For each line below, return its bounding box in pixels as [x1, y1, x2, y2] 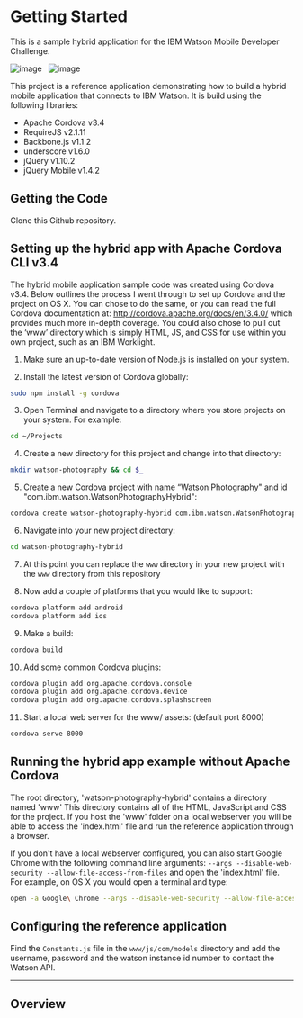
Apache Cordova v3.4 [22, 117, 105, 128]
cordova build [10, 645, 64, 654]
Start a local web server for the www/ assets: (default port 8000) [22, 712, 264, 723]
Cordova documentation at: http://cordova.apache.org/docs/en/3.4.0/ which [10, 308, 293, 319]
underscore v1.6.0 [22, 146, 91, 157]
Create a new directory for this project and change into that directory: [22, 448, 281, 459]
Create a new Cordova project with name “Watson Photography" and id [22, 482, 288, 492]
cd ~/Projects [10, 432, 64, 441]
